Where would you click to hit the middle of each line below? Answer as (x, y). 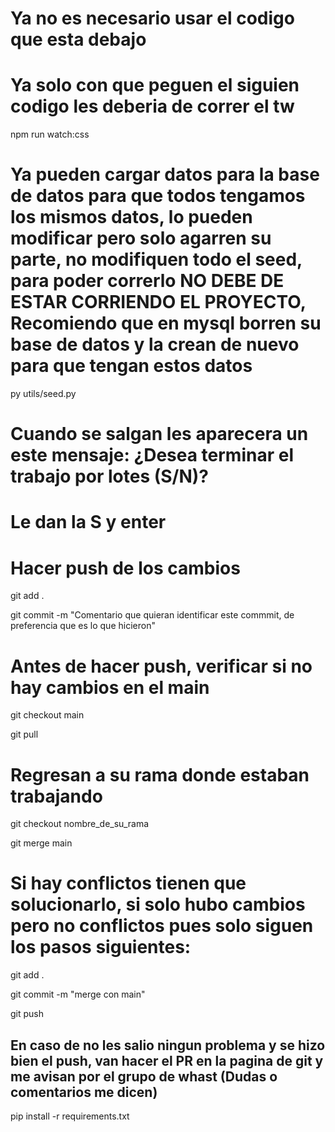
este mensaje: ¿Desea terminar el (152, 455)
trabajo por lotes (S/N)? (110, 476)
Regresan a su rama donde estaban (160, 774)
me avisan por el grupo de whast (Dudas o (144, 1076)
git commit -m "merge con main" (78, 994)
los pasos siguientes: (101, 947)
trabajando (56, 796)
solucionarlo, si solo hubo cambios (158, 904)
